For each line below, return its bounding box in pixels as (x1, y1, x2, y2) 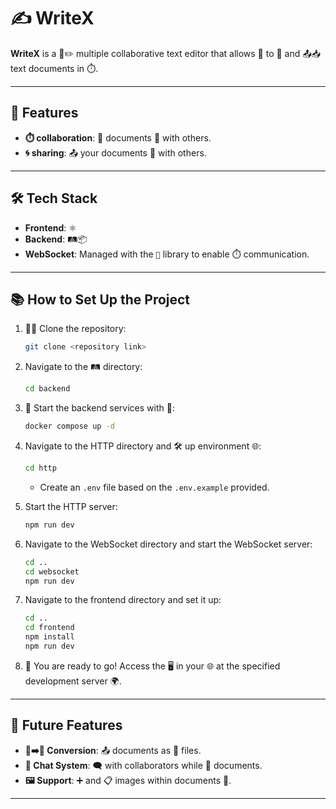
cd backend (24, 384, 71, 394)
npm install (24, 632, 75, 642)
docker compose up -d (24, 421, 115, 432)
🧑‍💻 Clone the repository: (24, 323, 127, 335)
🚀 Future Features (10, 717, 123, 734)
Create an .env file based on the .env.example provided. (39, 481, 270, 493)
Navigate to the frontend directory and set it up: (24, 594, 222, 606)
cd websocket (24, 566, 80, 577)
